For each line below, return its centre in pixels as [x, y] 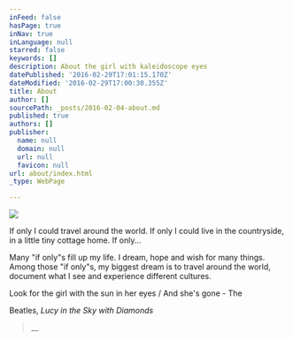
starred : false [37, 50]
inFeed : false [35, 17]
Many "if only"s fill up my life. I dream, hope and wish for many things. [137, 258]
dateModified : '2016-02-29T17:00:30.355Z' [89, 83]
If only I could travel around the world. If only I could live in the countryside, [147, 231]
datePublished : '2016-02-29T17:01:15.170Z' [91, 75]
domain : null [41, 148]
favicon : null [43, 165]
